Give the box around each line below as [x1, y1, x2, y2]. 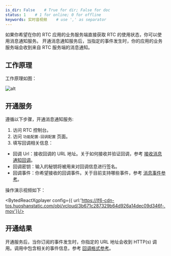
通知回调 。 [12, 157, 36, 163]
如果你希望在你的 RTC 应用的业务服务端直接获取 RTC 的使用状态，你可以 [5, 32, 158, 38]
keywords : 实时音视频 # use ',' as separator [5, 17, 107, 22]
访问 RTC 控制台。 [12, 127, 51, 133]
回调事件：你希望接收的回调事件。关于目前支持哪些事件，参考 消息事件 [12, 170, 161, 176]
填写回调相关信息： [12, 140, 53, 146]
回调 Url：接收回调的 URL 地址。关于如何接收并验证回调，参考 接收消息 [12, 151, 162, 156]
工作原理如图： [5, 75, 37, 82]
